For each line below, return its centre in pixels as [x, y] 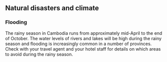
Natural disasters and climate [52, 8]
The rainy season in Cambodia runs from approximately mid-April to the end [84, 33]
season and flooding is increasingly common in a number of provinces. [78, 44]
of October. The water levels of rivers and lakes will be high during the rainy [83, 38]
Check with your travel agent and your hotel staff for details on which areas [83, 49]
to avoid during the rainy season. [39, 54]
